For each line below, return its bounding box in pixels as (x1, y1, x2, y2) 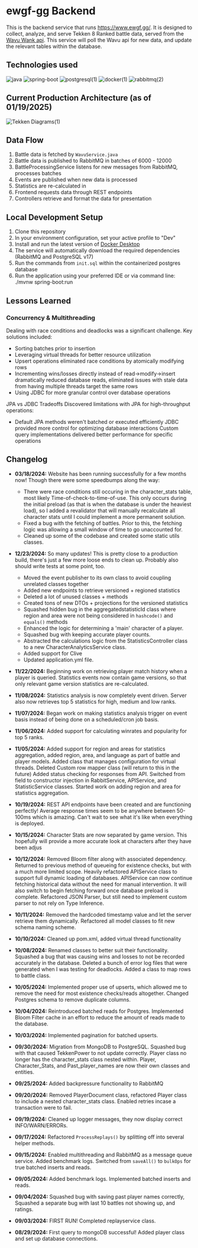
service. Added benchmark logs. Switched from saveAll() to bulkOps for (14, 1157, 191, 1164)
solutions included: (6, 333, 53, 340)
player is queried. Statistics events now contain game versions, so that (14, 674, 187, 681)
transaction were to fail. (14, 1104, 73, 1111)
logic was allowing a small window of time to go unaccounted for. (23, 525, 183, 533)
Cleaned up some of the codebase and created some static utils (23, 532, 180, 539)
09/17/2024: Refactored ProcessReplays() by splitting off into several (14, 1133, 184, 1141)
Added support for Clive (23, 650, 83, 657)
